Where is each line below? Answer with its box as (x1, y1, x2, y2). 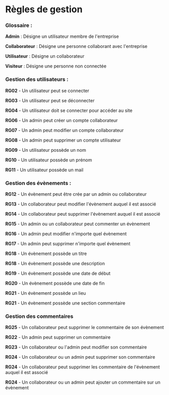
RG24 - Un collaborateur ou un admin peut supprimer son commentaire (5, 354, 155, 360)
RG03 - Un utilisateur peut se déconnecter (5, 97, 95, 103)
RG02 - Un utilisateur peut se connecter (5, 87, 90, 94)
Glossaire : (5, 22, 33, 29)
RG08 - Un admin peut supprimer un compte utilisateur (5, 137, 121, 143)
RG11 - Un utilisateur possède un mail (5, 167, 84, 173)
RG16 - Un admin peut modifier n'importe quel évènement (5, 231, 127, 237)
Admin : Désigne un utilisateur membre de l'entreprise (5, 33, 119, 39)
